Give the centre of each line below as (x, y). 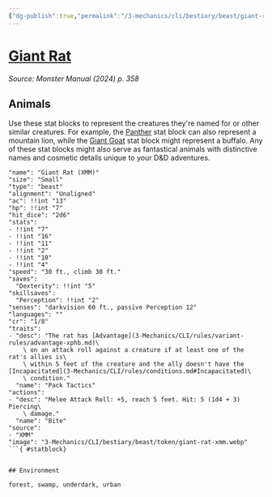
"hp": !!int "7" (36, 208)
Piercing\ (25, 407)
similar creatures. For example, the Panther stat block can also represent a (132, 132)
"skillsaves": (32, 293)
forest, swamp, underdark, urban (65, 485)
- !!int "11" (30, 244)
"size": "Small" (36, 180)
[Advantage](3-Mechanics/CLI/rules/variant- (168, 336)
